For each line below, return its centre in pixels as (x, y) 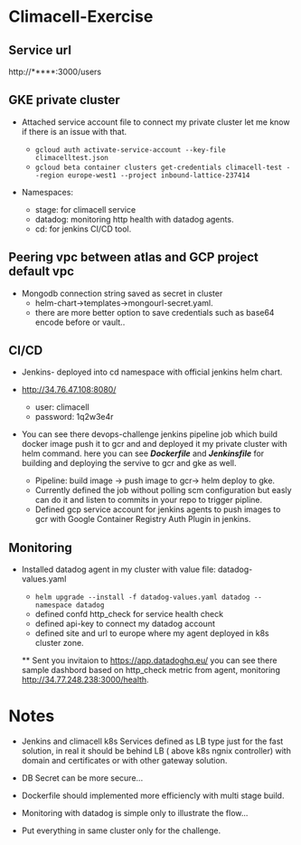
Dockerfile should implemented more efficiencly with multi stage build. (153, 796)
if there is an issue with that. (74, 131)
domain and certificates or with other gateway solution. (124, 761)
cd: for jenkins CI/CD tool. (83, 229)
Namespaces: (47, 192)
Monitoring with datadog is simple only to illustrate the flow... (135, 813)
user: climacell (62, 407)
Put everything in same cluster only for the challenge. (121, 831)
